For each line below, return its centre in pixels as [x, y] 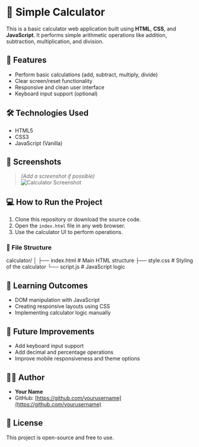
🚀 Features [26, 60]
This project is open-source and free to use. [60, 437]
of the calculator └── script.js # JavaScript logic [66, 267]
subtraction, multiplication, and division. [55, 41]
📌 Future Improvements [50, 332]
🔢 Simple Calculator [56, 12]
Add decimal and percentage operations [64, 352]
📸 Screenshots [34, 161]
